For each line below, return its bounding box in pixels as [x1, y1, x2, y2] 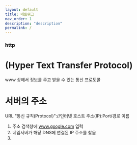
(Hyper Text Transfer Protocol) [5, 60, 133, 71]
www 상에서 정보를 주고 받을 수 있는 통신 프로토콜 [5, 77, 101, 83]
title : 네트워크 [5, 12, 34, 17]
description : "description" [5, 21, 63, 26]
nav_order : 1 [5, 16, 32, 21]
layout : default [5, 7, 38, 12]
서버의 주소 [5, 96, 47, 107]
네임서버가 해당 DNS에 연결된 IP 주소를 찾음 [12, 129, 96, 135]
